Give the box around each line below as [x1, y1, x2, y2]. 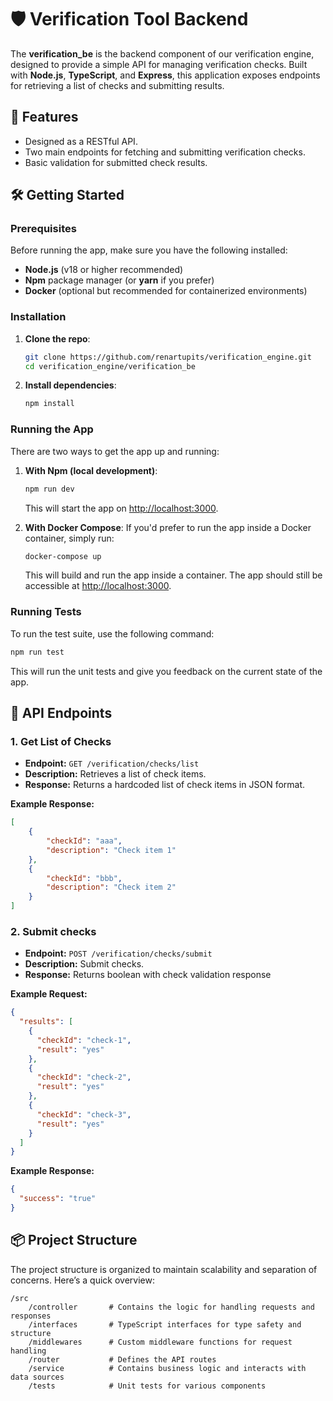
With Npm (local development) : [24, 464, 158, 476]
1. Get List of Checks [10, 734, 112, 748]
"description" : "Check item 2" [46, 882, 177, 893]
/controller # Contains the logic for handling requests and [28, 1302, 315, 1312]
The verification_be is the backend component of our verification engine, [10, 47, 315, 60]
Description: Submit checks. [24, 958, 145, 970]
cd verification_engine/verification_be [24, 361, 196, 371]
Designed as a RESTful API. [24, 135, 138, 147]
